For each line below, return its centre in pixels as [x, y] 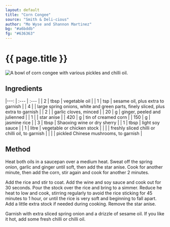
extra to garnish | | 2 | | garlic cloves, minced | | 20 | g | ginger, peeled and [83, 112]
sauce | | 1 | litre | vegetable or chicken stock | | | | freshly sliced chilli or [80, 128]
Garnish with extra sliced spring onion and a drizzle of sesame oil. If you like [85, 213]
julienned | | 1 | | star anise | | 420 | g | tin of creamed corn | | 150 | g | [78, 117]
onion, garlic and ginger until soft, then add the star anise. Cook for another [84, 167]
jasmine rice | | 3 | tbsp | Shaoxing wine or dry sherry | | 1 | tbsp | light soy [82, 122]
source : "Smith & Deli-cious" [37, 19]
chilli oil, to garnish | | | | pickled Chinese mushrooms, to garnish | [74, 133]
